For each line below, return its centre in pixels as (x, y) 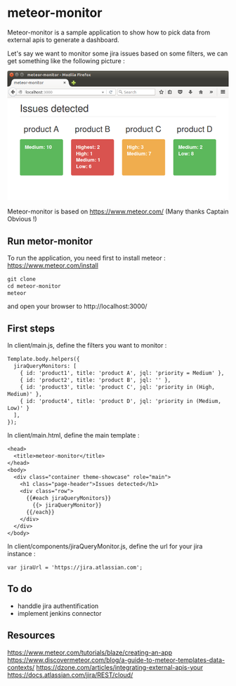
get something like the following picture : (66, 60)
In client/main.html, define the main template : (73, 435)
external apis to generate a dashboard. (63, 39)
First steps (31, 328)
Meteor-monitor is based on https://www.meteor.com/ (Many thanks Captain (118, 211)
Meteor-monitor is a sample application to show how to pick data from (109, 32)
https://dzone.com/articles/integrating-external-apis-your (120, 667)
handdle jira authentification (58, 606)
